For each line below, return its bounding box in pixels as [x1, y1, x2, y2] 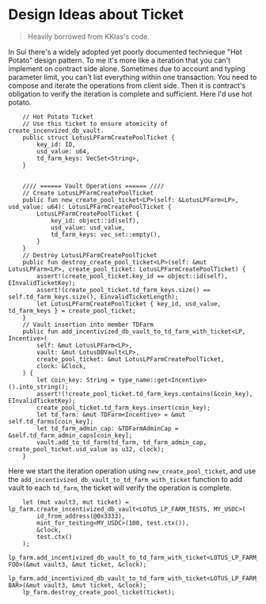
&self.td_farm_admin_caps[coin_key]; [8, 431, 133, 439]
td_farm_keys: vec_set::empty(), [50, 230, 161, 238]
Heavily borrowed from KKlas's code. [27, 32, 150, 41]
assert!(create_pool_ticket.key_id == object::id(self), [36, 272, 228, 280]
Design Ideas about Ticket [8, 6, 184, 24]
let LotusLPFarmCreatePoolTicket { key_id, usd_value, [36, 299, 222, 308]
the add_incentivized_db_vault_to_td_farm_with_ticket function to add [8, 474, 243, 484]
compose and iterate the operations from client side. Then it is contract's [8, 81, 246, 90]
